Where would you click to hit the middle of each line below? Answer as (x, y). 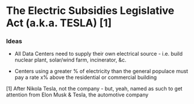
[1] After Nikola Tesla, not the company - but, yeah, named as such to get (94, 89)
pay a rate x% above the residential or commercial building (86, 77)
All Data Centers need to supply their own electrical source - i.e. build (98, 54)
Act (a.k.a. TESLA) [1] (59, 23)
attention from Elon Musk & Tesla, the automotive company (77, 95)
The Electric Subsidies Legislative (90, 11)
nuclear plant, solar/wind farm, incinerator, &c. (70, 60)
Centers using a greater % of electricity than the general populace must (101, 71)
